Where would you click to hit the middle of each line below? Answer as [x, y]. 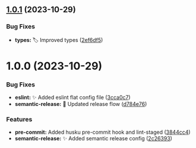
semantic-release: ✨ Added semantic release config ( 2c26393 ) [93, 139]
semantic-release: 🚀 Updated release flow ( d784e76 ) [81, 104]
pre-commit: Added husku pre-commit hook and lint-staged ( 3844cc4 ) [103, 132]
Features [19, 120]
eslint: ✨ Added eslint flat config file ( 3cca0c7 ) [72, 98]
